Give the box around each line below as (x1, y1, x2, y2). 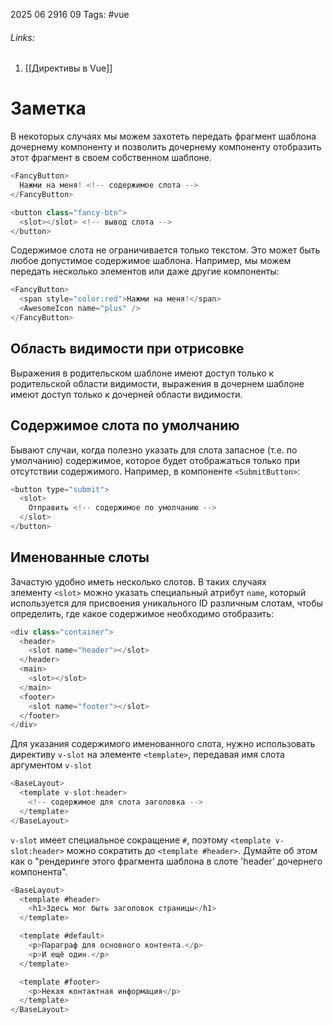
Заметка (10, 97, 87, 120)
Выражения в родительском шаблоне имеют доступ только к (10, 367, 275, 379)
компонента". (10, 865, 68, 878)
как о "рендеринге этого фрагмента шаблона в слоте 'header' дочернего (10, 855, 323, 867)
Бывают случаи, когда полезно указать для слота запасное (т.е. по (10, 444, 298, 456)
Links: (10, 31, 35, 43)
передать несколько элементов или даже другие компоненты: (10, 265, 280, 278)
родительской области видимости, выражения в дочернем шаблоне (10, 377, 305, 389)
